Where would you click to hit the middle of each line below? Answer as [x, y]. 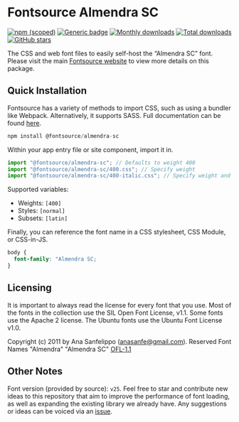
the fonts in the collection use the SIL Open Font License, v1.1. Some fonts [115, 313]
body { [17, 253]
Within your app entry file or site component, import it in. [90, 149]
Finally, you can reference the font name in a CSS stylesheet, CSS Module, [117, 232]
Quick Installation [47, 91]
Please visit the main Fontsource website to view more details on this [108, 60]
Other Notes [35, 371]
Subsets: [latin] [43, 218]
